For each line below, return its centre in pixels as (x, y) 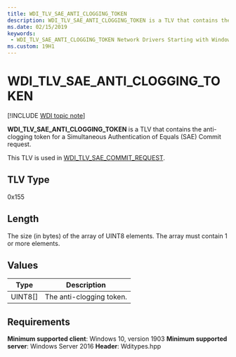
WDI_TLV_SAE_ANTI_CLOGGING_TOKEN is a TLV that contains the (105, 129)
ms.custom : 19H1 (31, 46)
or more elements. (34, 243)
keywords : (22, 33)
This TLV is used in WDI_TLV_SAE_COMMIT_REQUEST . (86, 157)
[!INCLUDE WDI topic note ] (46, 115)
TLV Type (29, 180)
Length (23, 219)
